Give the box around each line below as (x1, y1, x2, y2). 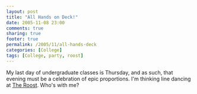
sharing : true (6, 31, 42, 37)
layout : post (6, 8, 39, 15)
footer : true (6, 36, 39, 42)
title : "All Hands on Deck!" (6, 14, 78, 20)
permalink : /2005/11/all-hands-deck (6, 42, 97, 48)
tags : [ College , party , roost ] (6, 53, 84, 59)
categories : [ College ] (6, 47, 62, 53)
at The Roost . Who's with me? (6, 81, 80, 89)
